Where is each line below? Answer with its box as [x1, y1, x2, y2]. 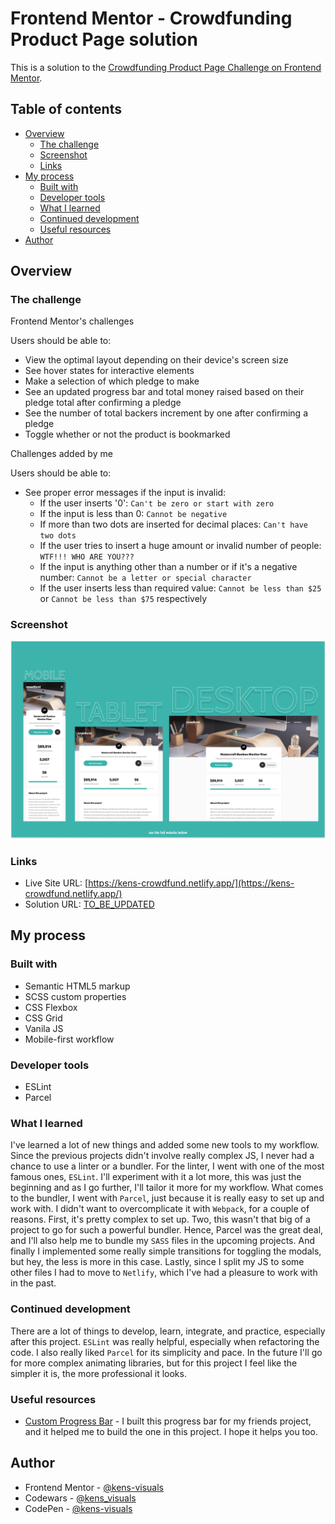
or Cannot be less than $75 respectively [39, 593, 208, 605]
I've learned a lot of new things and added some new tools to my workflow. [10, 1139, 320, 1151]
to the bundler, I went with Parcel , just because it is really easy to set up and [10, 1192, 325, 1204]
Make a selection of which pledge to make [24, 375, 200, 387]
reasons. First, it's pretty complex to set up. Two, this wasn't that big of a [10, 1213, 311, 1226]
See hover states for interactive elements [24, 365, 195, 377]
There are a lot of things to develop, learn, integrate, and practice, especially [10, 1325, 326, 1337]
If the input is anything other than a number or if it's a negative [39, 561, 298, 573]
